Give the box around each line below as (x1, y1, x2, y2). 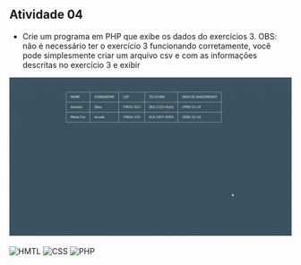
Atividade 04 (9, 7, 83, 22)
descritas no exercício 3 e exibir (21, 59, 141, 70)
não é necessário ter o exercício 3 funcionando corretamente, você (21, 40, 271, 51)
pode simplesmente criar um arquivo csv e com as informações (21, 49, 258, 61)
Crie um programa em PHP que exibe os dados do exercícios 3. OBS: (21, 30, 278, 41)
